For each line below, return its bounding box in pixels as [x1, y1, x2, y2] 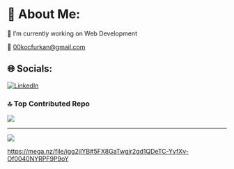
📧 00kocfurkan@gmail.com [7, 42, 86, 51]
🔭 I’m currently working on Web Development [7, 29, 138, 38]
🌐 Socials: [7, 63, 53, 75]
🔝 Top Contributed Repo [7, 99, 91, 108]
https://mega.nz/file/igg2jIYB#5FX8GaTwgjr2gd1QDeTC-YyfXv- [7, 147, 189, 156]
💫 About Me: [7, 6, 81, 22]
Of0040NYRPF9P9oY [7, 154, 69, 163]
